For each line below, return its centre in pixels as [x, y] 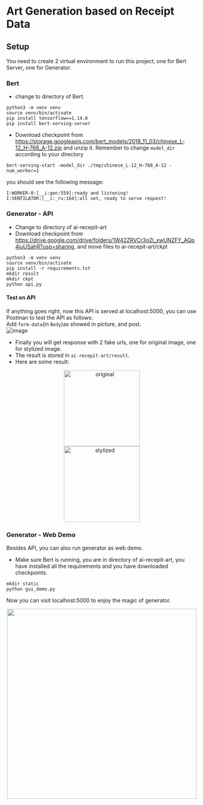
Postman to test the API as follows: [50, 317]
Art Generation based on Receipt [90, 11]
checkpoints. [31, 573]
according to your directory [49, 154]
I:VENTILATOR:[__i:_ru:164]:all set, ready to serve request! [86, 199]
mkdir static [23, 584]
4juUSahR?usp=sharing [45, 246]
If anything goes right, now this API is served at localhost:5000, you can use [101, 311]
